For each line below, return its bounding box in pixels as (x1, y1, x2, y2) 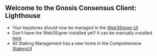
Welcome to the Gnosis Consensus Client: (5, 4, 136, 12)
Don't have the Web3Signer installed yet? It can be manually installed (12, 29, 153, 36)
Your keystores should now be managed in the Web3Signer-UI (12, 25, 138, 30)
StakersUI (12, 45, 32, 51)
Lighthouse (5, 12, 41, 20)
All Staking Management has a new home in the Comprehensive (12, 40, 142, 46)
